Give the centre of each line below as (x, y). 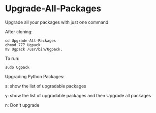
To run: (12, 58)
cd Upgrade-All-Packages (31, 41)
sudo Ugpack (17, 67)
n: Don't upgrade (22, 105)
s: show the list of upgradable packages (46, 86)
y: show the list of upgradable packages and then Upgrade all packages (78, 95)
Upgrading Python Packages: (35, 76)
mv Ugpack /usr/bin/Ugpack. (34, 49)
